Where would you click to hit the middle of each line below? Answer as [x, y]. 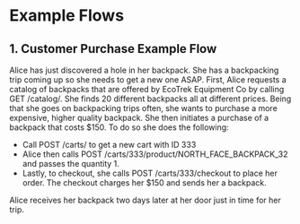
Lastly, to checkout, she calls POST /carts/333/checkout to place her [150, 173]
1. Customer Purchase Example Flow [113, 49]
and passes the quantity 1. [71, 164]
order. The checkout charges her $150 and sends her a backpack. [144, 183]
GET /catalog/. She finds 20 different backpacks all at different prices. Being [150, 99]
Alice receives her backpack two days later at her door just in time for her [145, 200]
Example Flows [66, 16]
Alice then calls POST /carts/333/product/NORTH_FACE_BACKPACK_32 [155, 154]
